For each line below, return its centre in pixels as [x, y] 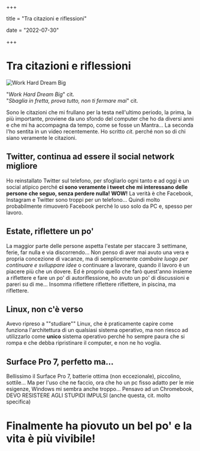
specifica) [19, 402]
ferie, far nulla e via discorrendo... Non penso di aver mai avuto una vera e [98, 252]
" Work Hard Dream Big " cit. [40, 94]
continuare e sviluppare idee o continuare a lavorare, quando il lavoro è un [98, 265]
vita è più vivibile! [51, 439]
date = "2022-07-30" [33, 30]
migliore [22, 166]
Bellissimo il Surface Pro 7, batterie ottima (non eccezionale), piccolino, [94, 377]
